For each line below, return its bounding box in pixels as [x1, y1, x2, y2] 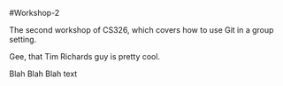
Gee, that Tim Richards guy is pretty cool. [9, 51, 161, 61]
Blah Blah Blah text [9, 68, 78, 79]
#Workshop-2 [9, 8, 60, 18]
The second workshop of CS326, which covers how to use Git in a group [9, 25, 274, 35]
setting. [9, 35, 37, 44]
